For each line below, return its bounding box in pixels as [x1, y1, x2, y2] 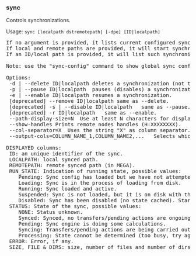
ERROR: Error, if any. [9, 238, 74, 245]
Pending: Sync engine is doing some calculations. [18, 220, 166, 227]
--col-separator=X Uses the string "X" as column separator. [9, 127, 191, 134]
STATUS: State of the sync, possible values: [9, 203, 142, 210]
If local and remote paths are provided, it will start [6, 45, 169, 52]
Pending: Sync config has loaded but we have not [18, 174, 163, 181]
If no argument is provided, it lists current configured [6, 39, 176, 46]
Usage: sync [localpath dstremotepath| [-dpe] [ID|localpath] [6, 28, 160, 35]
